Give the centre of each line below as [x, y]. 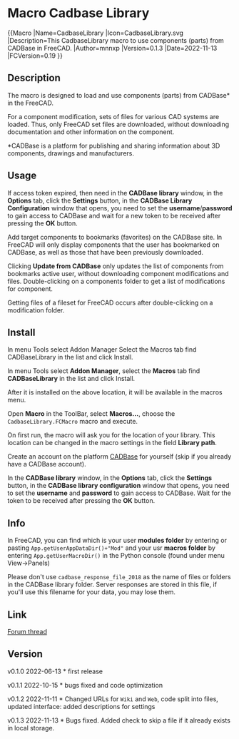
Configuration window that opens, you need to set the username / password [120, 208]
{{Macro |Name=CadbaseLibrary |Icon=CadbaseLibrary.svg [96, 33]
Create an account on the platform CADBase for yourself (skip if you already [119, 457]
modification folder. [36, 310]
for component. [30, 289]
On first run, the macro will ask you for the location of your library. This [111, 435]
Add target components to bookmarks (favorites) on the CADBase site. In [115, 237]
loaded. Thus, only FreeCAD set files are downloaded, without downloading [118, 124]
